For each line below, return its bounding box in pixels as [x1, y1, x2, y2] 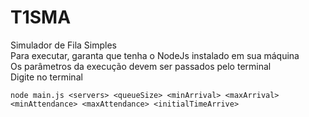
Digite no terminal [10, 71, 83, 83]
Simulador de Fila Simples [10, 39, 118, 51]
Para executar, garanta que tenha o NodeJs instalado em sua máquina [10, 49, 300, 61]
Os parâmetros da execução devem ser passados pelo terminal [10, 60, 272, 72]
